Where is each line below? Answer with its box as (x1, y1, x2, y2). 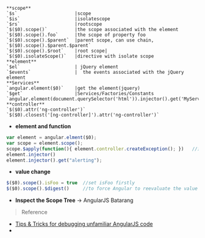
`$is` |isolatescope (6, 16, 111, 22)
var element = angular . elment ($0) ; (6, 134, 97, 140)
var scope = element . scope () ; (6, 140, 84, 146)
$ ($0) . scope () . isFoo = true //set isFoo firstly (6, 180, 135, 186)
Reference (21, 209, 48, 216)
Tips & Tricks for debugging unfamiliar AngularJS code (15, 220, 153, 228)
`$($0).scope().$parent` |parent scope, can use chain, (6, 37, 154, 43)
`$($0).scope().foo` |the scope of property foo (6, 32, 146, 38)
